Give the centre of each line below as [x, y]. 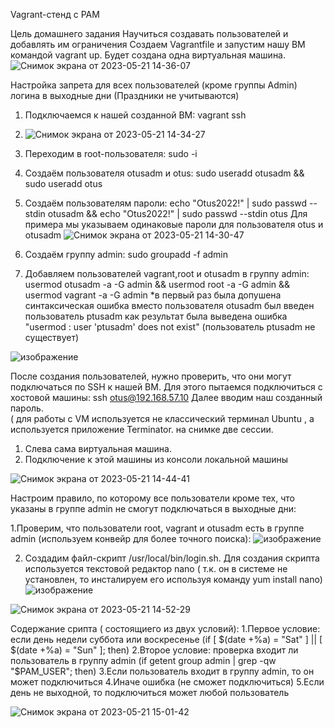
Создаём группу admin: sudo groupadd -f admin [126, 254]
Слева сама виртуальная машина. [98, 448]
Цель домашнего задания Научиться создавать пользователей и [149, 33]
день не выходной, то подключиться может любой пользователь [150, 692]
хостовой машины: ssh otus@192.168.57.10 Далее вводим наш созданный [166, 397]
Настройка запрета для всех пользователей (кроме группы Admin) [154, 85]
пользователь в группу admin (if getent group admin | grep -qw [143, 660]
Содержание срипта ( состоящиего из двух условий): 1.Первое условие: [165, 628]
